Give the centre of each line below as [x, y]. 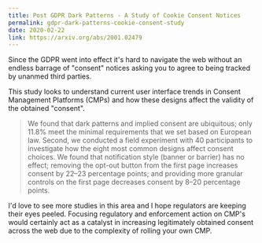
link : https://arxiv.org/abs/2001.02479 [76, 37]
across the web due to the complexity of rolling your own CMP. [110, 231]
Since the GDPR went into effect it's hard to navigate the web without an [125, 60]
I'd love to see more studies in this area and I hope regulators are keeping [127, 206]
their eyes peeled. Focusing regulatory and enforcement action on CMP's [127, 214]
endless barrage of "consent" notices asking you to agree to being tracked [129, 68]
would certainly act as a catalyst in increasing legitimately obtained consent [131, 223]
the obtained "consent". [46, 109]
